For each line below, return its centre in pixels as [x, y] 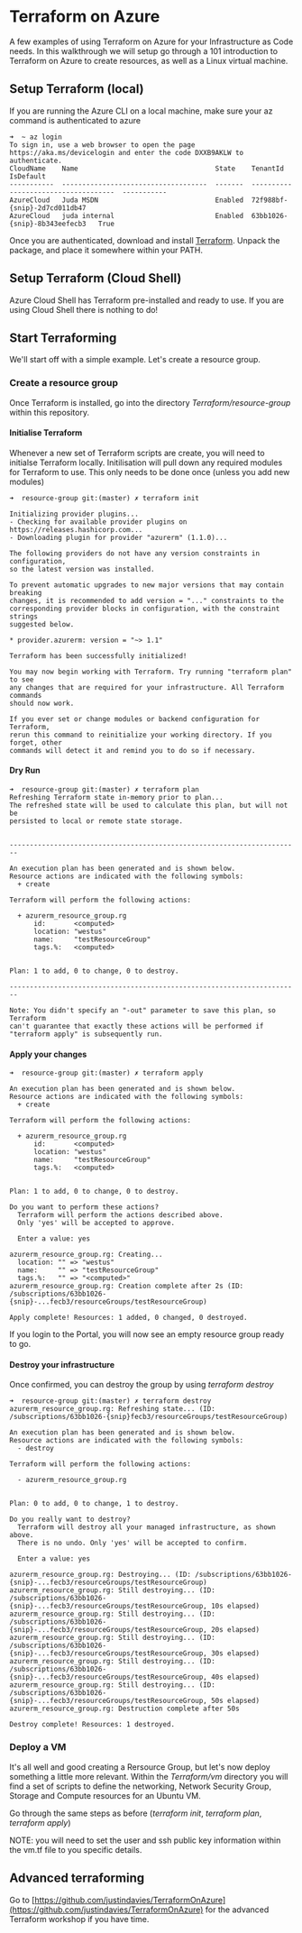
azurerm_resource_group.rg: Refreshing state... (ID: [113, 1409]
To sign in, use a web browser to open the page [102, 145]
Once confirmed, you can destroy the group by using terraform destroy [142, 1385]
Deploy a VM [38, 1747]
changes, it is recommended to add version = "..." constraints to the [146, 600]
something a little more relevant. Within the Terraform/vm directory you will [149, 1776]
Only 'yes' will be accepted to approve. [96, 1223]
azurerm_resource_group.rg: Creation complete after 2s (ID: [127, 1287]
